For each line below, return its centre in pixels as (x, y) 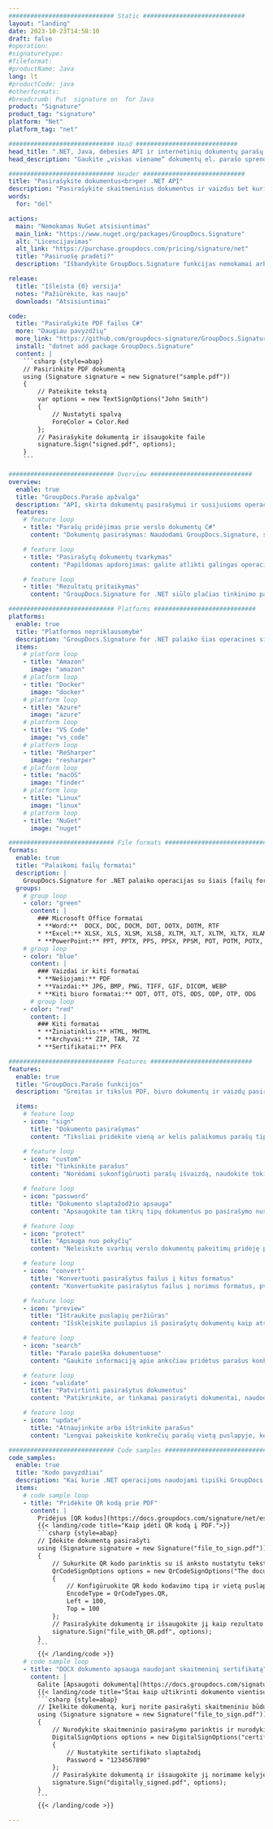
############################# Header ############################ (127, 174)
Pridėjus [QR (60, 1518)
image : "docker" (57, 692)
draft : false (30, 39)
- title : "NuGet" (52, 821)
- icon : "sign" (49, 1122)
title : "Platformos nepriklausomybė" (80, 632)
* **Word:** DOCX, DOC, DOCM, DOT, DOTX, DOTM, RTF (129, 926)
